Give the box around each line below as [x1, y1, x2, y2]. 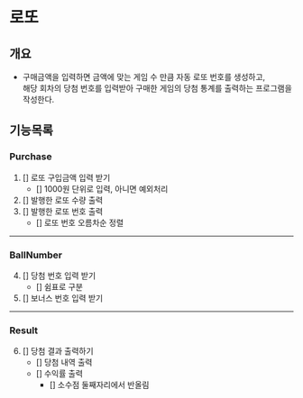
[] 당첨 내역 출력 [35, 357, 93, 368]
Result [9, 324, 39, 337]
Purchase [9, 150, 52, 163]
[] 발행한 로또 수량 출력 [22, 194, 104, 205]
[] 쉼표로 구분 [35, 281, 84, 292]
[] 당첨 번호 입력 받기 [22, 270, 96, 281]
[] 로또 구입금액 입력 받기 [22, 172, 111, 183]
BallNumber [9, 249, 63, 261]
